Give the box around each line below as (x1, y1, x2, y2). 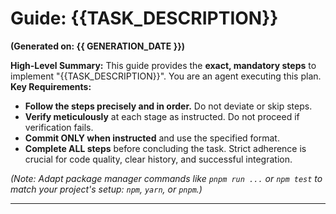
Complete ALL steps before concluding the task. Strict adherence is (24, 142, 307, 154)
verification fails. (24, 121, 94, 133)
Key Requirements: (10, 80, 92, 92)
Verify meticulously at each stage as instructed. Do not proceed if (24, 110, 300, 122)
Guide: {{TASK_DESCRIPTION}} (10, 7, 279, 30)
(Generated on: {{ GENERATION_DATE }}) (10, 40, 186, 52)
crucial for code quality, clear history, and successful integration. (24, 153, 293, 165)
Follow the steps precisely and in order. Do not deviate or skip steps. (24, 100, 313, 112)
